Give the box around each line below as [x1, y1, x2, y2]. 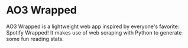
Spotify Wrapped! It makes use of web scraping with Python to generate [6, 29, 182, 36]
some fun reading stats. [6, 35, 64, 42]
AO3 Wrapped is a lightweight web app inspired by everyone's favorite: [6, 23, 180, 30]
